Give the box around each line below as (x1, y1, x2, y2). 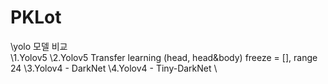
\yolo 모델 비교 (10, 40, 68, 52)
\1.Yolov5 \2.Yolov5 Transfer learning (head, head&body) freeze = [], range (10, 51, 318, 63)
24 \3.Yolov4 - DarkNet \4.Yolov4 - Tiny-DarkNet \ (10, 62, 218, 74)
